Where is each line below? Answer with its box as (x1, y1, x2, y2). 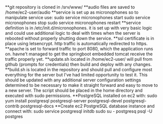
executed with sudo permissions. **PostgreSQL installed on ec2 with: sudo (5, 93, 158, 99)
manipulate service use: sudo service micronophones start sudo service (5, 15, 150, 20)
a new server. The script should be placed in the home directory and (5, 88, 143, 93)
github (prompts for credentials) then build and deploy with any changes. (5, 61, 152, 67)
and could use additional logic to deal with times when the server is (5, 30, 141, 36)
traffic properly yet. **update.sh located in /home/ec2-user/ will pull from (5, 56, 153, 62)
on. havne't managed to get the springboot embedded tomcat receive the (5, 51, 153, 57)
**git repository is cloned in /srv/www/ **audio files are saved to (5, 4, 135, 10)
